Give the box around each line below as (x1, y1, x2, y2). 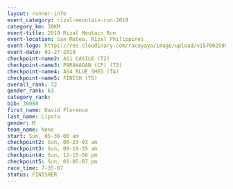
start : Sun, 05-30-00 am (7, 132, 79, 139)
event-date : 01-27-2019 (7, 49, 76, 56)
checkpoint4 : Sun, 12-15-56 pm (7, 152, 98, 159)
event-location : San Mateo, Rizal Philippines (7, 36, 144, 43)
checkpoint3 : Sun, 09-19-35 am (7, 145, 98, 152)
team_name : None (7, 126, 54, 133)
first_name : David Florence (7, 107, 89, 114)
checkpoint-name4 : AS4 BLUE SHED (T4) (7, 68, 119, 75)
